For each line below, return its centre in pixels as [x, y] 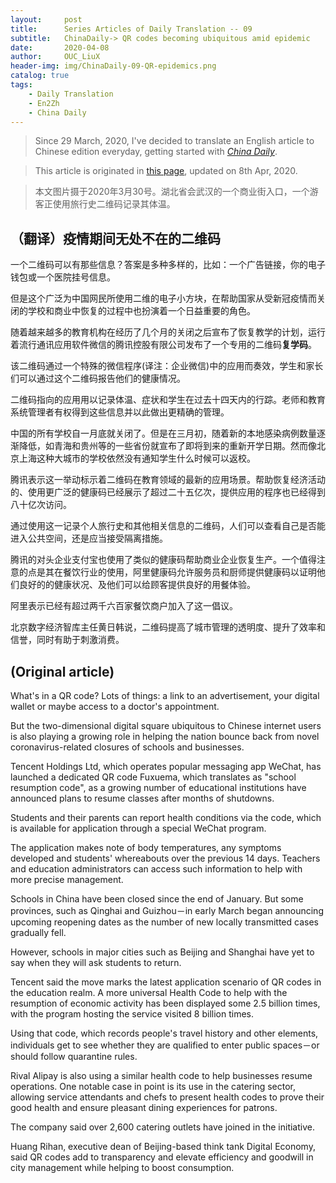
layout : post [46, 19]
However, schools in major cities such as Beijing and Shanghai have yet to [162, 952]
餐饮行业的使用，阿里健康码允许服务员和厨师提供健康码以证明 [189, 572]
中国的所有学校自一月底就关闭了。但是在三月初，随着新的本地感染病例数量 [163, 433]
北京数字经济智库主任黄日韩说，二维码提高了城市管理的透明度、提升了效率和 [168, 627]
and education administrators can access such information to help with [156, 869]
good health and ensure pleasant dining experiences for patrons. [144, 1107]
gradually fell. [38, 932]
